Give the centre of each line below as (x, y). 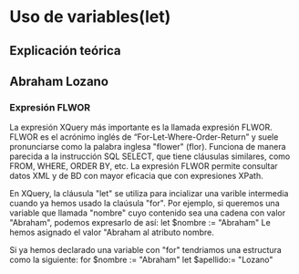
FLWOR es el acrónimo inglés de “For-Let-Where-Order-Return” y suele (144, 137)
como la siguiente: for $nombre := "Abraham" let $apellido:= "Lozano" (141, 260)
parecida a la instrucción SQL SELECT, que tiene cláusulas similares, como (150, 156)
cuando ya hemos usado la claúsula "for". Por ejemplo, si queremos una (144, 204)
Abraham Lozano (59, 81)
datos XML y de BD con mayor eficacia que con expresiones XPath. (136, 176)
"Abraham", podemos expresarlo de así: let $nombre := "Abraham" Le (140, 223)
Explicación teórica (65, 51)
